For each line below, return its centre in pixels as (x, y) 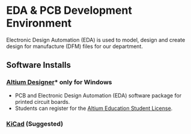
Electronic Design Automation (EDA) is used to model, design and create (96, 40)
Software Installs (38, 65)
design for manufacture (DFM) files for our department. (74, 46)
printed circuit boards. (42, 102)
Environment (39, 23)
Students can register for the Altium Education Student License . (94, 108)
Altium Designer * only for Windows (59, 82)
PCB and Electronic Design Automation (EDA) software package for (98, 95)
